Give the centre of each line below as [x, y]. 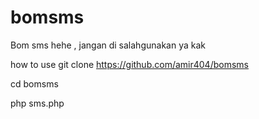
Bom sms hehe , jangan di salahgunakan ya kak [108, 45]
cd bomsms [34, 83]
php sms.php [37, 103]
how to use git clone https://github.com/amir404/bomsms [129, 64]
